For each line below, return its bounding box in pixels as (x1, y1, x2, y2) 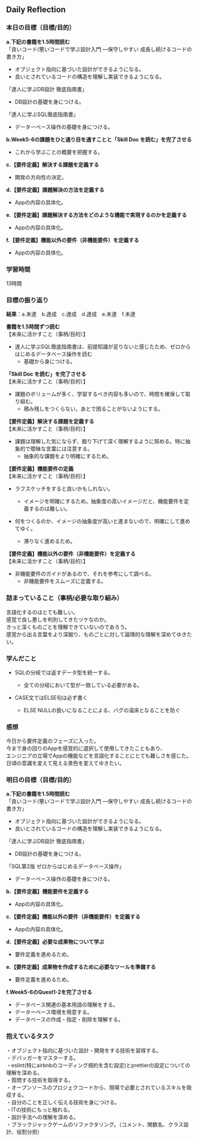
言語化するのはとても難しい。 (6, 608, 79, 615)
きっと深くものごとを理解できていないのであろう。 (6, 623, 130, 630)
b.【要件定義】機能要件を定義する (6, 888, 89, 895)
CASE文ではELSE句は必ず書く (14, 694, 88, 701)
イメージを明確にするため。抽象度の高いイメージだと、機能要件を (23, 498, 184, 505)
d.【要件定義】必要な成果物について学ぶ (6, 938, 105, 946)
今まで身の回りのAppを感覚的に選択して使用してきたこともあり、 (6, 745, 165, 752)
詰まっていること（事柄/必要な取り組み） (6, 594, 123, 602)
